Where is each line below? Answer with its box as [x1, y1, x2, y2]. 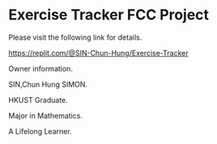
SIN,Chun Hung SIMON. [8, 79, 87, 89]
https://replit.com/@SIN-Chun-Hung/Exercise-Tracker [8, 48, 189, 57]
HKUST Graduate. [8, 95, 69, 104]
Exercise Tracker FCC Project [8, 6, 209, 24]
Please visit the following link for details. [8, 32, 143, 42]
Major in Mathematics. [8, 111, 83, 121]
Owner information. [8, 63, 73, 74]
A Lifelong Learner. [8, 126, 72, 136]
